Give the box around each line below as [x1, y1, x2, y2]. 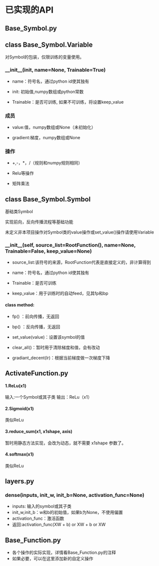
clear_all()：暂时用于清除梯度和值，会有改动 [12, 344, 100, 350]
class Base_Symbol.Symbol [5, 195, 91, 203]
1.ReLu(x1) [5, 383, 27, 388]
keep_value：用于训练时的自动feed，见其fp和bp [12, 291, 108, 296]
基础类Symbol [5, 209, 33, 215]
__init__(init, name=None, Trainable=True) [5, 67, 106, 73]
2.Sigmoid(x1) [5, 405, 34, 411]
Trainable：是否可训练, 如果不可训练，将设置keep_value [12, 99, 124, 105]
